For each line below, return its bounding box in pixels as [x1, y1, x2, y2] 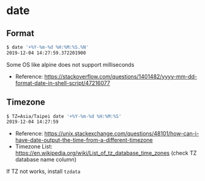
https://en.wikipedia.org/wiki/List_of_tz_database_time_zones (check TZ [15, 149, 197, 157]
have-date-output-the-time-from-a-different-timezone [15, 136, 153, 144]
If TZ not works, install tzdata [6, 168, 81, 175]
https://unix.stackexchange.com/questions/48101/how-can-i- [44, 130, 199, 138]
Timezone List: [15, 143, 53, 150]
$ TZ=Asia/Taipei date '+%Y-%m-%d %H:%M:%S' [6, 113, 122, 119]
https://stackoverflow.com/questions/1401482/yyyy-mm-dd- [44, 73, 198, 80]
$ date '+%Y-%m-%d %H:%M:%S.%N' [6, 44, 89, 50]
